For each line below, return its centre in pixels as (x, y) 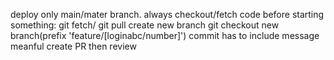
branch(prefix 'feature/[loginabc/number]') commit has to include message (165, 35)
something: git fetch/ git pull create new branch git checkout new (145, 25)
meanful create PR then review (73, 46)
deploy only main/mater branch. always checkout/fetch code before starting (167, 14)
